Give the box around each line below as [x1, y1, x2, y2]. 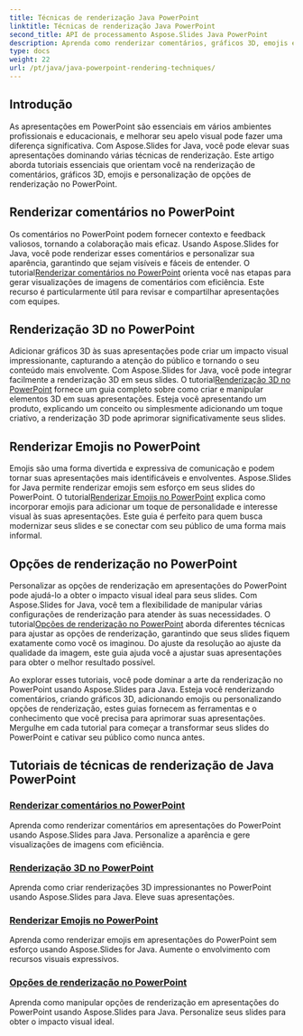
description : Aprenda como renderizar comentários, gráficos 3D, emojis [9, 38, 289, 48]
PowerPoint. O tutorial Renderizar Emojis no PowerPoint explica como [9, 492, 266, 503]
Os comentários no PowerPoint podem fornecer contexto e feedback [9, 228, 266, 239]
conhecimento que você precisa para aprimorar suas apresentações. [9, 712, 266, 723]
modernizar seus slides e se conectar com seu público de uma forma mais [9, 521, 287, 532]
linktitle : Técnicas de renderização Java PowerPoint [9, 22, 216, 31]
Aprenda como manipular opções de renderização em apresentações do [9, 996, 280, 1007]
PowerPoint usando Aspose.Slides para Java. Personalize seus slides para [9, 1006, 287, 1017]
